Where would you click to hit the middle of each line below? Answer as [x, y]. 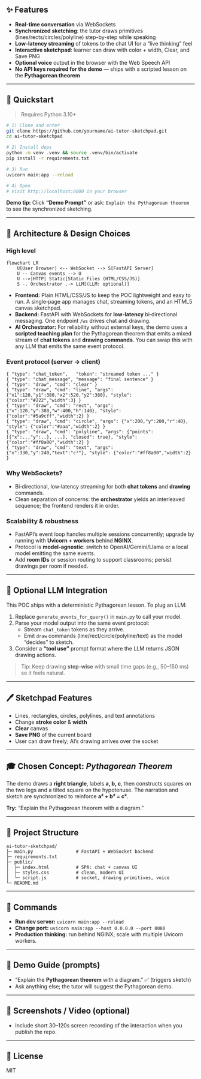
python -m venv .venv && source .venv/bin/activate [72, 153]
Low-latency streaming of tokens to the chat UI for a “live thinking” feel [103, 43]
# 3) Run [17, 169]
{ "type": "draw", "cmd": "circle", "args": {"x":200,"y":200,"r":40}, [97, 422]
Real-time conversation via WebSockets [65, 24]
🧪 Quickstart [30, 100]
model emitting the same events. [55, 553]
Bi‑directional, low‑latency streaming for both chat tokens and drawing [102, 486]
